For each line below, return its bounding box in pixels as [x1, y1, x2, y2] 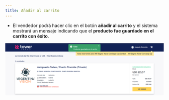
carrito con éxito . [12, 33, 49, 39]
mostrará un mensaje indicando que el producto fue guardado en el [12, 27, 154, 33]
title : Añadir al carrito [5, 8, 59, 13]
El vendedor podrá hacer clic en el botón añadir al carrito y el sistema [12, 22, 158, 28]
